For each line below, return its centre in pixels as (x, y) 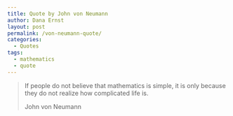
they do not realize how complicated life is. (86, 93)
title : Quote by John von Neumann (58, 14)
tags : (15, 53)
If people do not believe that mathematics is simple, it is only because (125, 85)
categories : (25, 40)
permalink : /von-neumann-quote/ (54, 33)
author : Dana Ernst (36, 20)
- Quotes (26, 46)
